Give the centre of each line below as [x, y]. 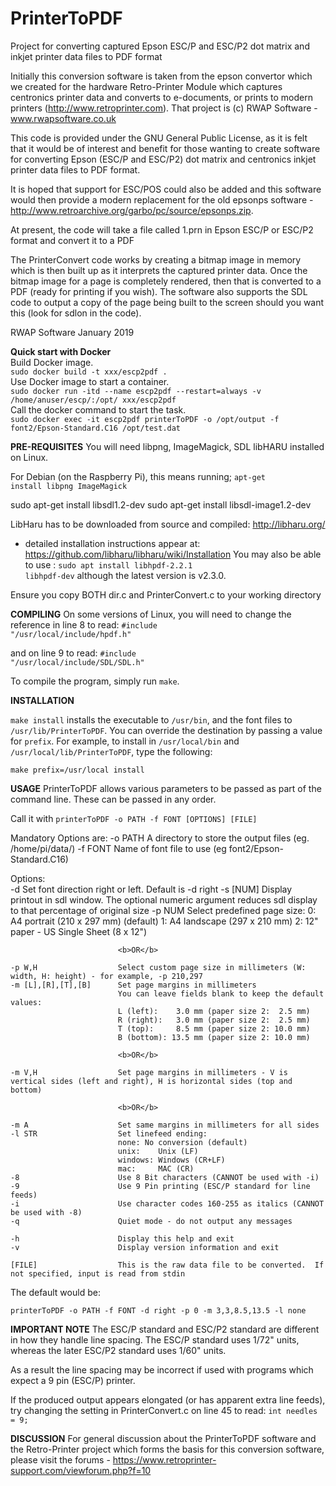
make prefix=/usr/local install [77, 770]
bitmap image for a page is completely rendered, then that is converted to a [166, 281]
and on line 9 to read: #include [73, 653]
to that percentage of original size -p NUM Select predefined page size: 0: [163, 910]
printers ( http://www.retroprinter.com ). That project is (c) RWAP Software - [164, 108]
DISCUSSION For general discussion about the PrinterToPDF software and [163, 1438]
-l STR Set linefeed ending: [109, 1133]
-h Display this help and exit [122, 1238]
